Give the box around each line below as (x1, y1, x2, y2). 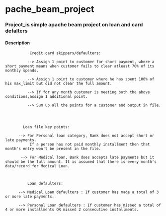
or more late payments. (5, 194, 55, 199)
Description (5, 40, 30, 46)
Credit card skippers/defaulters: (29, 51, 101, 56)
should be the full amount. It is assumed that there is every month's (5, 159, 157, 164)
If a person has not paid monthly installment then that (29, 142, 150, 147)
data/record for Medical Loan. (5, 164, 70, 169)
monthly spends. (5, 68, 39, 73)
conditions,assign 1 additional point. (5, 94, 88, 99)
